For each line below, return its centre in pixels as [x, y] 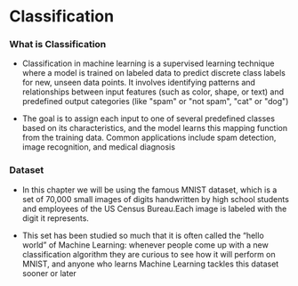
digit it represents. [55, 218]
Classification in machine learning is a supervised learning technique [148, 63]
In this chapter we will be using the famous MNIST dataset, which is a [149, 190]
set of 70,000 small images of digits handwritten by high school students [155, 199]
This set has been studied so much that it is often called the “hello [143, 235]
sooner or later [49, 273]
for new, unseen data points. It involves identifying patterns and [139, 83]
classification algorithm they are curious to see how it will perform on [149, 254]
